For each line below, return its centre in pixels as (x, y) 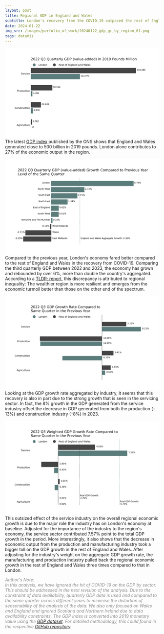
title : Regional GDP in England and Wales (49, 15)
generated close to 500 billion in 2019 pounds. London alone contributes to (81, 146)
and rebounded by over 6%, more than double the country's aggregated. (78, 274)
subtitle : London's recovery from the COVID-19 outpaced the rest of (77, 21)
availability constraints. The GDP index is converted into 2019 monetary (77, 616)
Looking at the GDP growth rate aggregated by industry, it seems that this (79, 393)
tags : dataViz (20, 36)
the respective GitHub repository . (38, 627)
